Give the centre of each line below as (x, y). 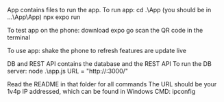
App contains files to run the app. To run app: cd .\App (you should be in (109, 10)
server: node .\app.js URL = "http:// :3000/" (68, 71)
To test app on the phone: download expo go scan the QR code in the (105, 30)
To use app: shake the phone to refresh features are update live (97, 51)
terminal (19, 37)
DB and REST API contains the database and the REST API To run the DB (110, 64)
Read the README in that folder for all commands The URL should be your (112, 84)
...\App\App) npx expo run (44, 17)
